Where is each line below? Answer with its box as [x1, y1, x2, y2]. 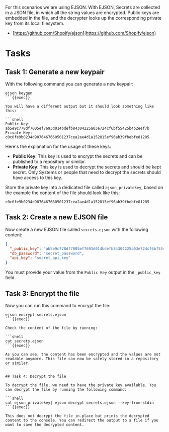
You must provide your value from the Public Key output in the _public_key [5, 269, 161, 276]
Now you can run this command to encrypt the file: [5, 303, 111, 308]
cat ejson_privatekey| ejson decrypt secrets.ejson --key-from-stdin [5, 400, 154, 405]
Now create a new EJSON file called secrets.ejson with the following [5, 226, 148, 232]
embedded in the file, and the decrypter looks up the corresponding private [5, 15, 162, 21]
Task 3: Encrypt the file [5, 289, 79, 298]
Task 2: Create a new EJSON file [5, 213, 108, 222]
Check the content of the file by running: [5, 325, 98, 330]
